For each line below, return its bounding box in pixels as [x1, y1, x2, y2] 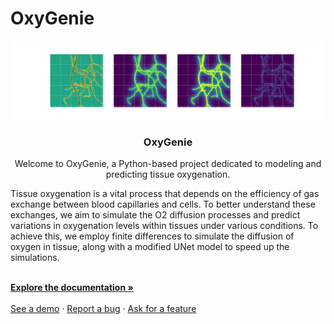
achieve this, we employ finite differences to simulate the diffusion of [10, 230, 295, 242]
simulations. [10, 252, 60, 264]
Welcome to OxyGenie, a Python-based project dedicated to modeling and [14, 158, 322, 170]
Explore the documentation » [10, 282, 134, 294]
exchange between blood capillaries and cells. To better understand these [10, 198, 316, 211]
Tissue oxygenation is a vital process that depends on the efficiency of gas [10, 188, 320, 200]
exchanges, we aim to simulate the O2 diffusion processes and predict [10, 209, 301, 221]
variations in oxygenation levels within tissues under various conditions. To [10, 220, 319, 232]
